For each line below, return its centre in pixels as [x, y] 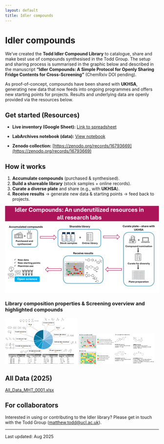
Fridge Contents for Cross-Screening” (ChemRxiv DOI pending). [71, 75]
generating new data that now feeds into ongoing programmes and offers [79, 89]
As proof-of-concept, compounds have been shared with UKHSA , [72, 84]
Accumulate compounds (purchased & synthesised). [66, 178]
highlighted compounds [34, 310]
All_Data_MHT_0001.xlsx [30, 390]
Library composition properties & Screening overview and [75, 304]
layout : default [21, 10]
